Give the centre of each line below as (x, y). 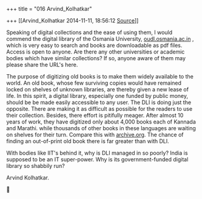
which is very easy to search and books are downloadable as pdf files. (94, 45)
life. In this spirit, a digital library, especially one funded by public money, (97, 96)
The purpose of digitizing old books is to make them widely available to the (100, 76)
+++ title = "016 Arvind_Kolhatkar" (49, 9)
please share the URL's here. (42, 65)
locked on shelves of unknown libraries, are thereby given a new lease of (98, 89)
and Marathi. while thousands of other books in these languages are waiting (101, 128)
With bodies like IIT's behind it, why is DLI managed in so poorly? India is (97, 153)
